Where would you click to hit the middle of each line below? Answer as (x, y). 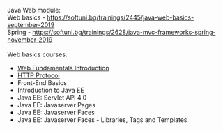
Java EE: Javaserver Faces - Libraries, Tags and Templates (102, 120)
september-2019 (31, 25)
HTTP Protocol (39, 75)
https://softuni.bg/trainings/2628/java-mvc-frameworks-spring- (124, 32)
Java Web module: (34, 10)
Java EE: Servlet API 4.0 (52, 98)
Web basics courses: (37, 54)
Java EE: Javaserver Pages (56, 105)
